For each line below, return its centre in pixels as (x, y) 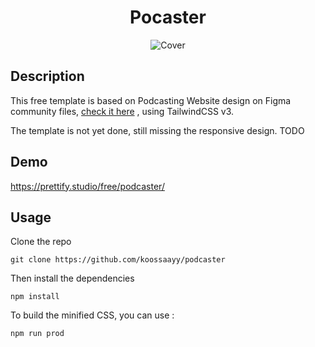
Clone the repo (41, 242)
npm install (35, 297)
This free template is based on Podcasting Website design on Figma (151, 100)
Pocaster (168, 17)
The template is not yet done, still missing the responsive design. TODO (157, 130)
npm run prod (37, 334)
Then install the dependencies (72, 278)
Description (47, 76)
